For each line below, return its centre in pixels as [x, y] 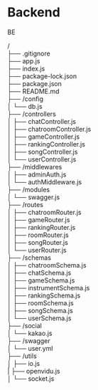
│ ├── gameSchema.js [41, 280]
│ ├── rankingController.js [46, 144]
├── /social [25, 325]
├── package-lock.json [42, 76]
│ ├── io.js [24, 363]
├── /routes [26, 204]
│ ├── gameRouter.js [39, 220]
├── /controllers [32, 114]
